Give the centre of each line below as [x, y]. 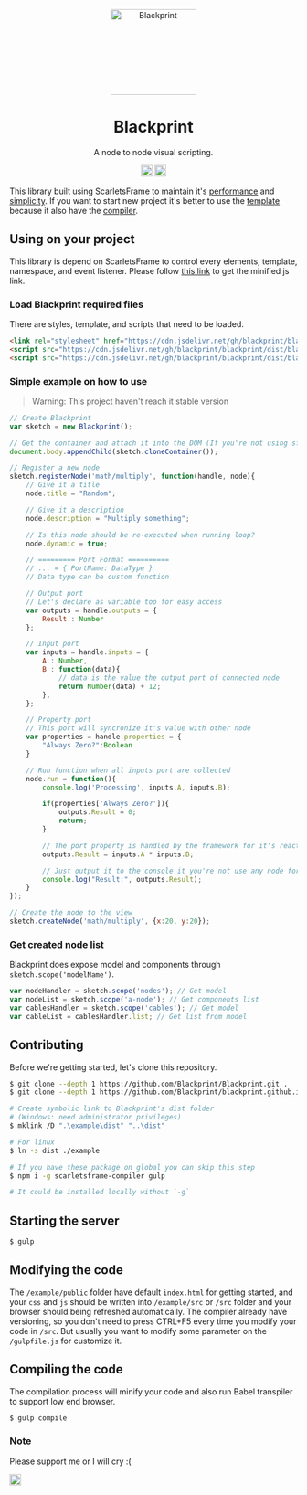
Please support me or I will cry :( [70, 1461]
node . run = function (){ [71, 779]
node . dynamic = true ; [67, 544]
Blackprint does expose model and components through [115, 965]
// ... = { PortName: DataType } [90, 568]
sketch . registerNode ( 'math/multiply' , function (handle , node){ [132, 477]
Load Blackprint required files [77, 304]
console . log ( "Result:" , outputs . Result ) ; [122, 879]
